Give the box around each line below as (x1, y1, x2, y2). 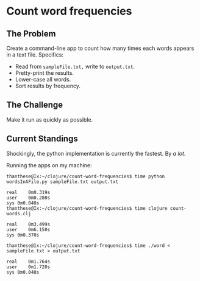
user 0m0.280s (6, 195, 51, 201)
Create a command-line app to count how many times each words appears (6, 44, 195, 52)
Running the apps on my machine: (6, 161, 93, 168)
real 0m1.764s (6, 258, 51, 265)
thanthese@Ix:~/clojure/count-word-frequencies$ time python (6, 173, 165, 179)
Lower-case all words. (15, 76, 71, 83)
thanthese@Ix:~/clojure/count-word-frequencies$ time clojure (6, 205, 168, 211)
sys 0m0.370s (6, 232, 40, 238)
